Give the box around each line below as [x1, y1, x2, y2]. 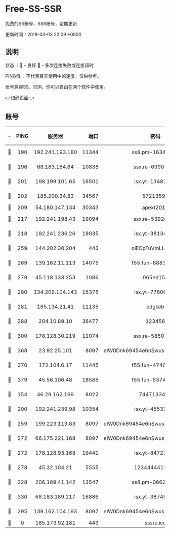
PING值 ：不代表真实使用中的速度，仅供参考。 [5, 73, 102, 79]
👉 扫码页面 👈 [5, 95, 34, 101]
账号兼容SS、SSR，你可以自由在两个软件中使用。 [5, 83, 108, 90]
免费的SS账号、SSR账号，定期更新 [5, 20, 77, 26]
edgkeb [146, 303, 164, 310]
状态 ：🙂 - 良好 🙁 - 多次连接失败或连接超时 [5, 62, 94, 68]
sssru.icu [144, 519, 166, 526]
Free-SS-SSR [5, 3, 62, 15]
